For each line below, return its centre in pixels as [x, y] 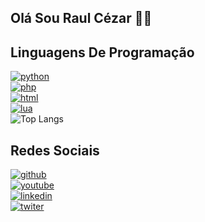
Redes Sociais [55, 150]
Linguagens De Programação [102, 52]
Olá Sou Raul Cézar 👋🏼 [81, 18]
